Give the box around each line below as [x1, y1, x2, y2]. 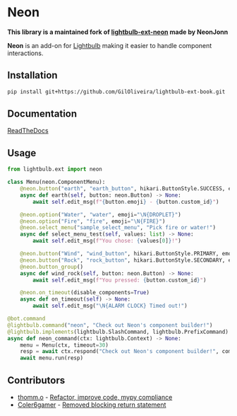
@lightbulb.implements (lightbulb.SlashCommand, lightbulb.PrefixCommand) [7, 328, 229, 335]
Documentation [7, 108, 78, 120]
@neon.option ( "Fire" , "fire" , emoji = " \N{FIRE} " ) [20, 217, 166, 225]
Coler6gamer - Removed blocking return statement [17, 400, 166, 409]
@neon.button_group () [20, 263, 83, 270]
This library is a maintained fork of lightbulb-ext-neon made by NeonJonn [7, 28, 229, 36]
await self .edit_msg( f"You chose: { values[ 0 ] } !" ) [32, 238, 181, 245]
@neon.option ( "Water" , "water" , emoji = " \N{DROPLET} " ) [20, 211, 181, 218]
